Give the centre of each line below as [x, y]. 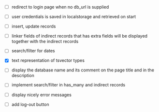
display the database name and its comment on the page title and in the [83, 70]
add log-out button [30, 104]
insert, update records [34, 27]
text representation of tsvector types [48, 60]
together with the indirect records [45, 42]
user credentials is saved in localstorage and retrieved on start [74, 17]
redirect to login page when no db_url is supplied [60, 7]
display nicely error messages [42, 95]
